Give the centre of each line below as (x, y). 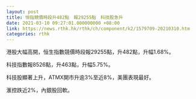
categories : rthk (28, 34)
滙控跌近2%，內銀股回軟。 (40, 90)
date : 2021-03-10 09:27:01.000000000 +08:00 (63, 23)
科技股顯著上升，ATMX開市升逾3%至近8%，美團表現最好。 (81, 77)
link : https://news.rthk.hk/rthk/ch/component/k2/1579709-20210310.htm (98, 28)
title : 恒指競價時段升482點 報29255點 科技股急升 (65, 17)
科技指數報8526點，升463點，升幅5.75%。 (60, 65)
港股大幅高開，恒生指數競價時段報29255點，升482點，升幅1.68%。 (90, 52)
